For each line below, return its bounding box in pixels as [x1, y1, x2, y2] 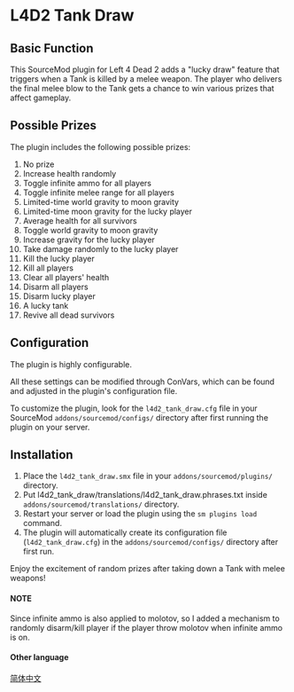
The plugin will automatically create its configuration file [22, 527, 228, 538]
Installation [10, 447, 73, 462]
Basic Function [10, 41, 94, 56]
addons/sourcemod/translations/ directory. [22, 499, 180, 510]
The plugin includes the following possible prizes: [10, 141, 191, 152]
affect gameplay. [10, 92, 72, 103]
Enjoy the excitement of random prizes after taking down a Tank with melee [10, 563, 286, 574]
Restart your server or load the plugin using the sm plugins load [22, 508, 258, 519]
